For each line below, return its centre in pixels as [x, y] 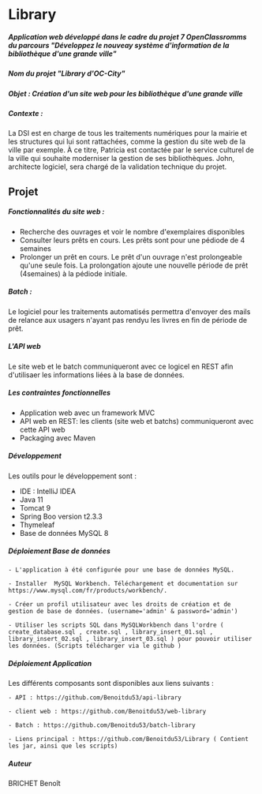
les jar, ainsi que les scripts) [63, 746]
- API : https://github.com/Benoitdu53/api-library [95, 698]
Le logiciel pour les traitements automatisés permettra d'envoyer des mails [129, 311]
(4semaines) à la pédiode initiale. [73, 273]
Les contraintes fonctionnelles [60, 393]
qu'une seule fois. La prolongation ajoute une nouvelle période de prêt [134, 265]
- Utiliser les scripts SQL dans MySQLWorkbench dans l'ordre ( [116, 625]
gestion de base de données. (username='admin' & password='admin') [123, 612]
